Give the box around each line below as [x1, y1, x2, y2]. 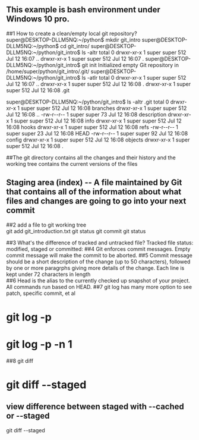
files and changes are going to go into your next [6, 196, 187, 206]
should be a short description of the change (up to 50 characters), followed [6, 258, 191, 265]
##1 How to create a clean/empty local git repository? [6, 30, 138, 37]
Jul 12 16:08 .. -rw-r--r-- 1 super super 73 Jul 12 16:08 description [6, 111, 167, 118]
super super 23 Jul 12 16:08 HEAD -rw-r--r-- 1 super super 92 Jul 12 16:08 [6, 130, 188, 137]
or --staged [6, 411, 50, 421]
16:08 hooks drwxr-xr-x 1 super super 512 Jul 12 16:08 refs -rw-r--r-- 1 [6, 123, 178, 130]
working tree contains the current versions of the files [6, 160, 138, 167]
